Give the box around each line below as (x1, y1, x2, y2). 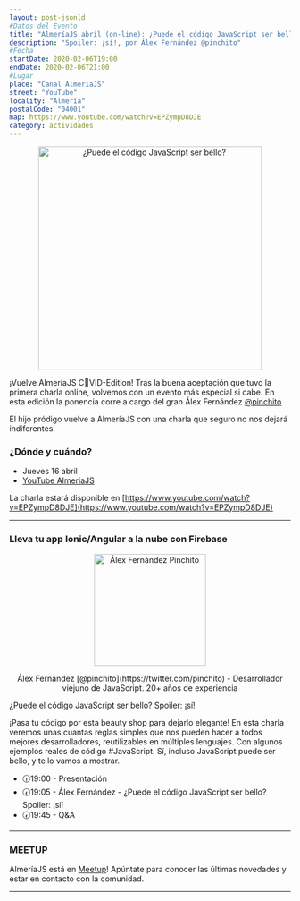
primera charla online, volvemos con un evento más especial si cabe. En (9, 387, 275, 397)
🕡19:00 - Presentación (21, 773, 107, 784)
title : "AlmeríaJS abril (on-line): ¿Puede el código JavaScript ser (9, 30, 274, 38)
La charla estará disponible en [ (9, 493, 126, 504)
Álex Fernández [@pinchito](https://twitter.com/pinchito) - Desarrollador (17, 673, 283, 684)
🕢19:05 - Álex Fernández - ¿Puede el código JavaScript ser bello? (21, 786, 267, 797)
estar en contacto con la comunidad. (9, 873, 145, 884)
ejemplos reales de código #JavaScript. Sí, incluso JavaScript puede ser (9, 745, 276, 756)
